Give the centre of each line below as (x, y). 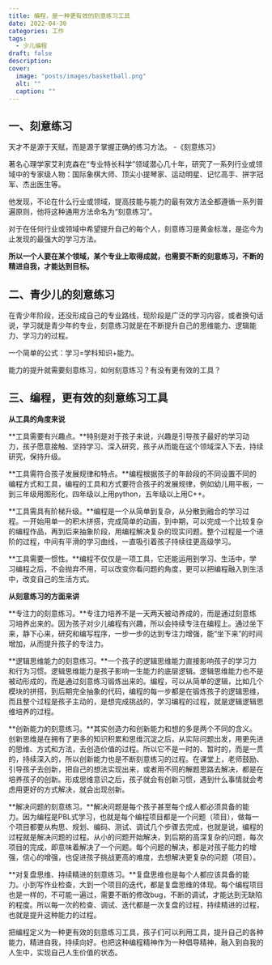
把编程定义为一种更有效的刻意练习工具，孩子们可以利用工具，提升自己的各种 (136, 932)
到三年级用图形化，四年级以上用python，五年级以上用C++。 (109, 494)
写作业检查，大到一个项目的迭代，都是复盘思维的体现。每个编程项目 (150, 884)
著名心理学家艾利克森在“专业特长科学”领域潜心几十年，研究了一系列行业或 (132, 164)
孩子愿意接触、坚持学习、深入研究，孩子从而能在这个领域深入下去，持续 (143, 446)
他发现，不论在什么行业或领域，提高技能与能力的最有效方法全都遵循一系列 (132, 202)
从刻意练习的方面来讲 (44, 596)
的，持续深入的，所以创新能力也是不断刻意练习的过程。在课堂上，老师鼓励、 (136, 759)
